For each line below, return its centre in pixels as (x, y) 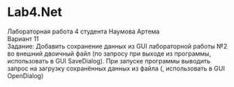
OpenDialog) (25, 76)
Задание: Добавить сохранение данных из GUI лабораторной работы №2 (117, 46)
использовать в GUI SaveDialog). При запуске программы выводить (109, 61)
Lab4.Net (35, 12)
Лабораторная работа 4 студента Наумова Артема (83, 31)
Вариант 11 (23, 38)
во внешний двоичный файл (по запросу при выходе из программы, (109, 54)
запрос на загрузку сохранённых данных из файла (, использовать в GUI (116, 68)
